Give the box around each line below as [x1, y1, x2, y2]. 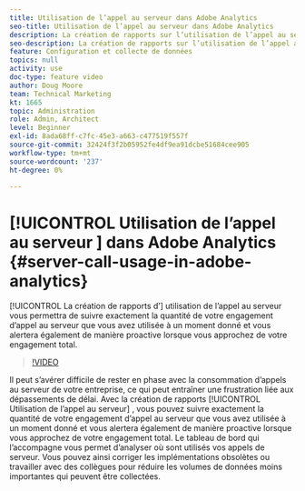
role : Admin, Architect [9, 115, 100, 124]
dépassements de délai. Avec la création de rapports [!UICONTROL [9, 394, 261, 405]
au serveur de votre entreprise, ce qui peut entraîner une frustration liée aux [9, 384, 294, 396]
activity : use [9, 65, 64, 74]
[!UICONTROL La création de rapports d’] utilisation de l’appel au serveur [9, 301, 282, 312]
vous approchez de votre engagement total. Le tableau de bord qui [9, 433, 261, 444]
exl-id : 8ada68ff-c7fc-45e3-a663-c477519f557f [9, 132, 189, 141]
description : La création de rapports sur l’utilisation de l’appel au [9, 30, 286, 39]
